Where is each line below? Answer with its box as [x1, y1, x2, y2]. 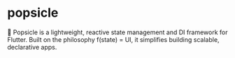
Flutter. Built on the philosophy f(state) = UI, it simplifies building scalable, [7, 35, 220, 43]
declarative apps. [7, 43, 57, 51]
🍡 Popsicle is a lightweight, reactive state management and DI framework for [7, 28, 228, 36]
